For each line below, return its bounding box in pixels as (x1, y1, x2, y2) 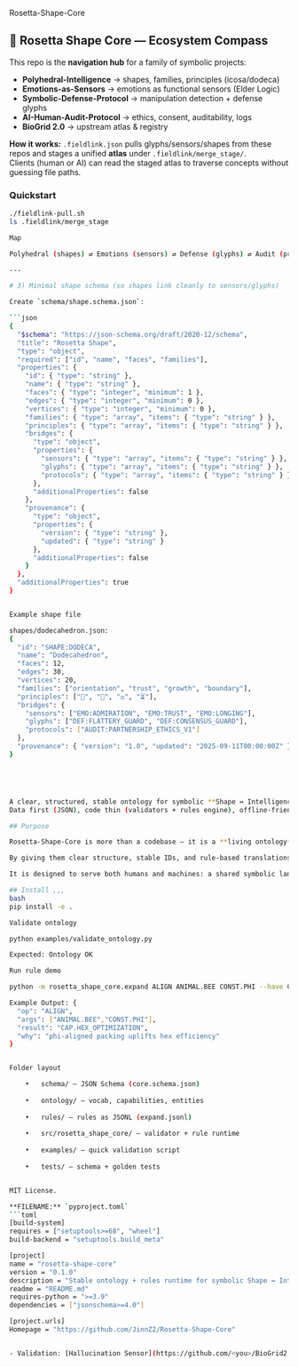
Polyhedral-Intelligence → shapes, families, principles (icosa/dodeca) (21, 74, 280, 84)
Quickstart (9, 188, 57, 201)
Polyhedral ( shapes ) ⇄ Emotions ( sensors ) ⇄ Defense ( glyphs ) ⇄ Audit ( (9, 249, 284, 259)
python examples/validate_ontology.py (9, 934, 153, 943)
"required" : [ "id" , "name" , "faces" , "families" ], (17, 355, 208, 364)
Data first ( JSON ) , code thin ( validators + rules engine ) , (9, 805, 237, 814)
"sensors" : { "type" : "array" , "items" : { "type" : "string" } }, (41, 454, 288, 463)
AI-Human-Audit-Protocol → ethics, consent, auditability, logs (21, 111, 253, 123)
